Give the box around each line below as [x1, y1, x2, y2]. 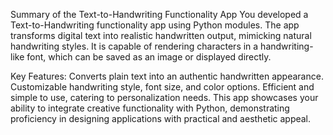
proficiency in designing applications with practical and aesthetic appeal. [10, 113, 312, 124]
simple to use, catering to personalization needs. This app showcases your [10, 92, 319, 103]
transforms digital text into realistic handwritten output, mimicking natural [10, 30, 312, 41]
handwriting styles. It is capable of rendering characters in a [10, 40, 259, 52]
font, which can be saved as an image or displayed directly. [26, 51, 272, 63]
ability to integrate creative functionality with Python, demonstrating [10, 102, 290, 114]
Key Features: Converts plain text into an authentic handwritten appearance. [10, 70, 324, 82]
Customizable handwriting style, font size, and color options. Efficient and [10, 81, 315, 93]
